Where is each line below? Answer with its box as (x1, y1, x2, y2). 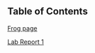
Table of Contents (7, 6, 89, 17)
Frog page (7, 24, 38, 32)
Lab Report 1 (7, 38, 44, 46)
